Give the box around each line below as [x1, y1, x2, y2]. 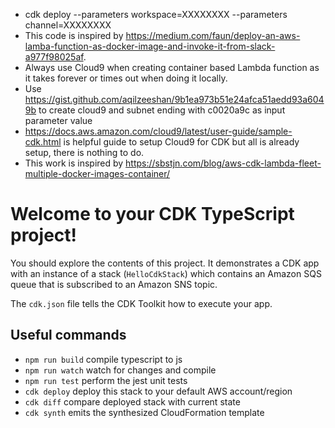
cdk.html [24, 136, 62, 148]
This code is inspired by [24, 30, 124, 41]
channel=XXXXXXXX [24, 19, 112, 31]
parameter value [24, 115, 93, 126]
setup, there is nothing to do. [24, 147, 145, 158]
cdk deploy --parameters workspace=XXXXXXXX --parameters [24, 9, 288, 20]
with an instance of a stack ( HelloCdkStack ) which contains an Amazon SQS [10, 267, 322, 279]
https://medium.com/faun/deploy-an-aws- [125, 30, 301, 41]
